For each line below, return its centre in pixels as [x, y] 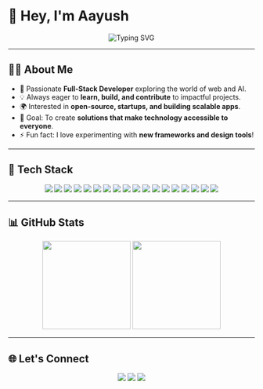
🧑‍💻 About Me [41, 70]
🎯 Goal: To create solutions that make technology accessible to [124, 118]
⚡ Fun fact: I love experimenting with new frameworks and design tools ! [137, 135]
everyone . [36, 125]
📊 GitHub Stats [46, 222]
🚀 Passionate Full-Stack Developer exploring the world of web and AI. [133, 89]
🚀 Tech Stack [41, 170]
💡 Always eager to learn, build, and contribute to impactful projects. [130, 96]
